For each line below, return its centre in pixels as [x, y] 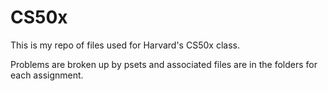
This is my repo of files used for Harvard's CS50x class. [125, 45]
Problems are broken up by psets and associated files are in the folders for [164, 64]
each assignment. [47, 75]
